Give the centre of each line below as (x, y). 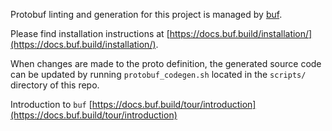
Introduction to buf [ (51, 104)
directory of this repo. (55, 85)
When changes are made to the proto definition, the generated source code (166, 63)
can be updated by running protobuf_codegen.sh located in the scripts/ (158, 74)
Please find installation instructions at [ (90, 33)
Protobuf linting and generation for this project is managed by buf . (146, 14)
